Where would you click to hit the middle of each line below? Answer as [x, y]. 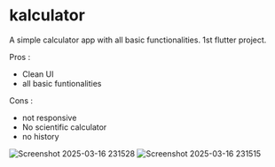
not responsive [49, 118]
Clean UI [38, 74]
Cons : [21, 100]
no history [40, 136]
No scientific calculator [64, 127]
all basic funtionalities [62, 83]
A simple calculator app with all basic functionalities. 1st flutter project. [138, 40]
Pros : [20, 57]
